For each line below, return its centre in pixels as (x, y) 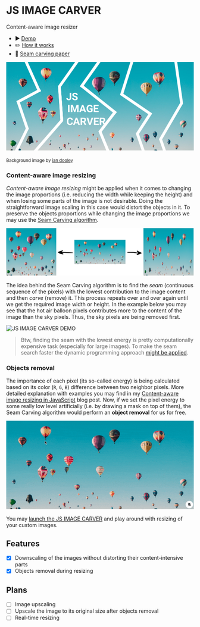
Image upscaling (35, 604)
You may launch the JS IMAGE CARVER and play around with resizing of (94, 519)
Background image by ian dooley (40, 160)
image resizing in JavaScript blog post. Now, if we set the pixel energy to (96, 400)
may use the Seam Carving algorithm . (52, 220)
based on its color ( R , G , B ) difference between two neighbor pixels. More (95, 387)
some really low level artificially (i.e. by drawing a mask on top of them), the (99, 406)
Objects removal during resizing (54, 571)
